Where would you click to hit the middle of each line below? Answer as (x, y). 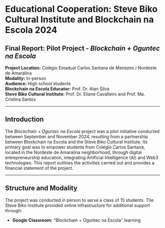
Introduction (25, 119)
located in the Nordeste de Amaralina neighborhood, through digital (73, 152)
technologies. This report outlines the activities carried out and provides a (80, 163)
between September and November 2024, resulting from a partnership (77, 136)
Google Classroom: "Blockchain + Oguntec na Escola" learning (76, 220)
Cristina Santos (20, 99)
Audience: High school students (38, 83)
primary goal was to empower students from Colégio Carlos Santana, (75, 147)
